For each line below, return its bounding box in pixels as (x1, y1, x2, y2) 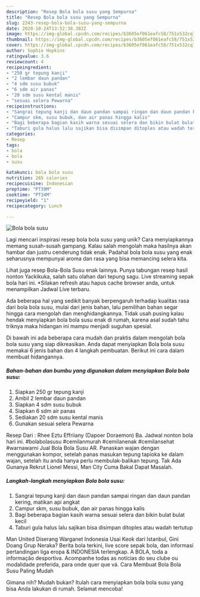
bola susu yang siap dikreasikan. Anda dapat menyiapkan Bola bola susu (6, 341, 185, 348)
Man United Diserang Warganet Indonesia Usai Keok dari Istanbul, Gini (6, 535, 179, 543)
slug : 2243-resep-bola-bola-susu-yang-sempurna (6, 20, 127, 26)
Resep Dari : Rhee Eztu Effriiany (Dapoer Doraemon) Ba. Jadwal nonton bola (6, 431, 193, 439)
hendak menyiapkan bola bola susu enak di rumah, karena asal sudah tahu (6, 316, 189, 323)
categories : (6, 131, 36, 137)
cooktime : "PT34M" (6, 192, 52, 198)
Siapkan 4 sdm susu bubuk (14, 401, 82, 408)
